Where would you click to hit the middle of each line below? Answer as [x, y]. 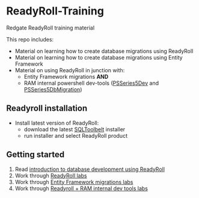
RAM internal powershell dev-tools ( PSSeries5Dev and [91, 83]
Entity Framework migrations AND [66, 76]
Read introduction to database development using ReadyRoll [90, 169]
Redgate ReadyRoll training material [51, 28]
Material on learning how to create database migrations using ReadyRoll [104, 51]
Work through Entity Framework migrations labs [74, 182]
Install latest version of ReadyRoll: [57, 123]
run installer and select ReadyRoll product [76, 135]
